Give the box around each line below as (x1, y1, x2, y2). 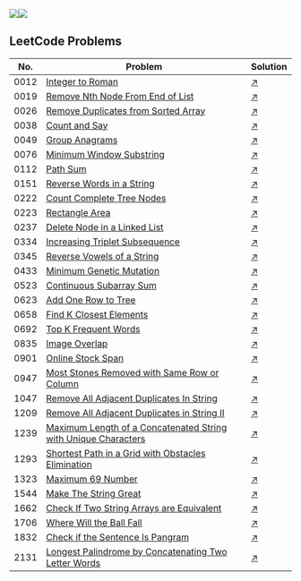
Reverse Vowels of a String (46, 250, 159, 262)
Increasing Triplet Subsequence (46, 235, 181, 248)
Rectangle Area (46, 206, 111, 218)
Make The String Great (46, 487, 142, 500)
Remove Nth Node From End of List (46, 90, 194, 102)
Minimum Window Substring (46, 148, 166, 160)
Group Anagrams (46, 133, 118, 146)
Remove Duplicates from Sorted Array (46, 104, 206, 116)
